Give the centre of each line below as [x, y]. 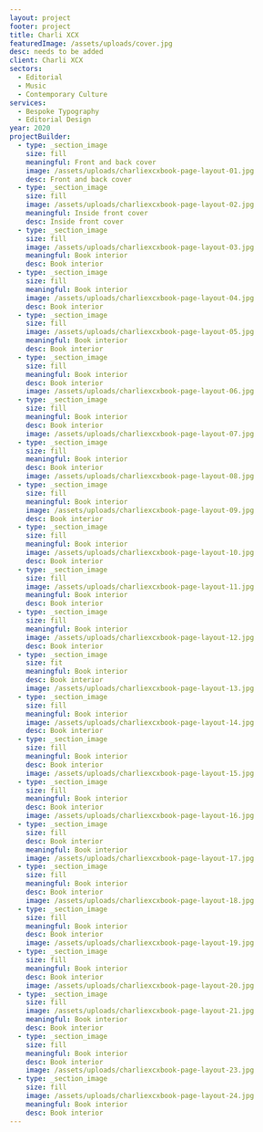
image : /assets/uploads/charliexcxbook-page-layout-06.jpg [140, 392]
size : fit [45, 663]
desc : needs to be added [56, 52]
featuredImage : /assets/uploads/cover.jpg [91, 43]
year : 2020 [30, 129]
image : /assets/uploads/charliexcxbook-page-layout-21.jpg [140, 1011]
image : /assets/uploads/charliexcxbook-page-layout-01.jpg [140, 171]
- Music [32, 86]
